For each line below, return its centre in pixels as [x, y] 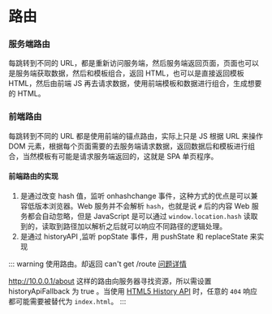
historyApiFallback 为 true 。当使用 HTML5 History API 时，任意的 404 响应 [133, 291]
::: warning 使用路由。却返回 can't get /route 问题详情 [97, 264]
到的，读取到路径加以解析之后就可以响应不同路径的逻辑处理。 [123, 226]
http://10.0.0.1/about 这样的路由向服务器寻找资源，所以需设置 [110, 281]
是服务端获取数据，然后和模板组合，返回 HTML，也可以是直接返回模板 [126, 73]
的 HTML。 [27, 93]
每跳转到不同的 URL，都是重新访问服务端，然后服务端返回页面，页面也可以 [134, 63]
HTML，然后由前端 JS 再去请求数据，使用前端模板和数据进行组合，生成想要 [135, 84]
